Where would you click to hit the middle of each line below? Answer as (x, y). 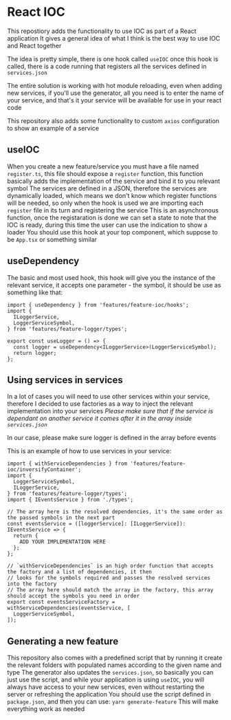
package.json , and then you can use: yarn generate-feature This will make (113, 701)
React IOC (36, 12)
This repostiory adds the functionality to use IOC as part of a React (102, 31)
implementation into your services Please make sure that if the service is (110, 411)
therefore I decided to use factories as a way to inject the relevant (100, 404)
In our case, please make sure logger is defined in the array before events (112, 438)
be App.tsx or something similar (52, 239)
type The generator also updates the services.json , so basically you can (110, 673)
